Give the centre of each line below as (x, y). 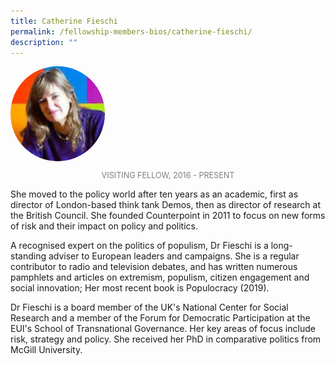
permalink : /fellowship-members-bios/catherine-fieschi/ (131, 31)
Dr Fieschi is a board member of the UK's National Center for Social (149, 307)
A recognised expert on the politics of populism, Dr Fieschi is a (139, 246)
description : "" (44, 42)
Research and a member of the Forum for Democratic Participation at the (160, 318)
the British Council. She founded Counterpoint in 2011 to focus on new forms (168, 216)
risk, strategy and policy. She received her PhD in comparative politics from (166, 339)
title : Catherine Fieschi (64, 21)
